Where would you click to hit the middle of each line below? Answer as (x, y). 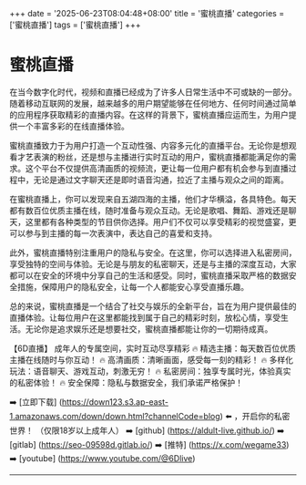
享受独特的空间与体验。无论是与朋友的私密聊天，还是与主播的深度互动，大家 (153, 263)
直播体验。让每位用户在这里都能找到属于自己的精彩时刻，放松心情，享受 (145, 317)
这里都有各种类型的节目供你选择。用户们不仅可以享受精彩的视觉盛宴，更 (161, 222)
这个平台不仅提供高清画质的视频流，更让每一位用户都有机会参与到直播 (157, 168)
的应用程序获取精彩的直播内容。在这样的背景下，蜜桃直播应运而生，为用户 (149, 114)
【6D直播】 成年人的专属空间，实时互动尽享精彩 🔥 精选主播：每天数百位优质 (153, 348)
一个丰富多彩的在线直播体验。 (73, 126)
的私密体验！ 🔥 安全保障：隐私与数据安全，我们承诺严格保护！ (127, 382)
